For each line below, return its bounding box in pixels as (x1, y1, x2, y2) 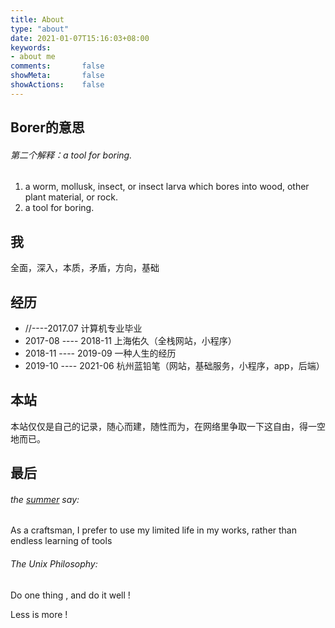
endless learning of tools (10, 535, 113, 547)
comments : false (10, 61, 105, 71)
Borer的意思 (10, 119, 85, 136)
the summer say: (10, 493, 80, 505)
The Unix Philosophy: (10, 557, 98, 570)
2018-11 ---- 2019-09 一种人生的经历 (24, 347, 177, 359)
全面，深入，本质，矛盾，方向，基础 (10, 262, 160, 274)
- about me (10, 52, 56, 62)
